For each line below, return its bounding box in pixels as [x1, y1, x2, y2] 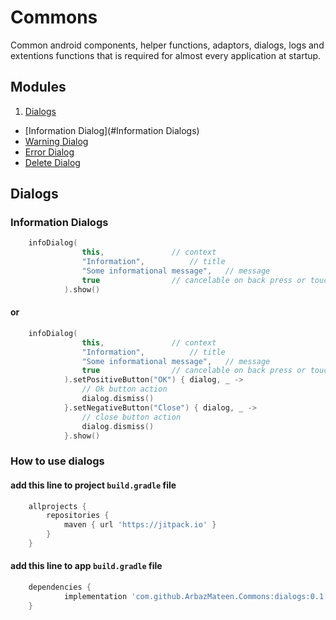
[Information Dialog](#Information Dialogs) [24, 124, 200, 136]
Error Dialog [24, 146, 75, 158]
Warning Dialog [24, 135, 89, 147]
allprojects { [28, 501, 87, 511]
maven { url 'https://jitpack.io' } [63, 520, 217, 530]
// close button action [81, 412, 182, 422]
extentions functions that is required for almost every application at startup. [10, 49, 322, 61]
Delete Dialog [24, 156, 81, 168]
